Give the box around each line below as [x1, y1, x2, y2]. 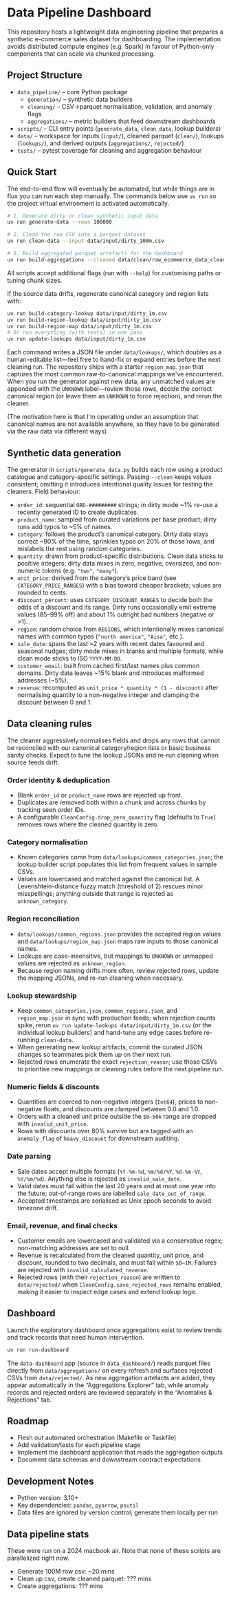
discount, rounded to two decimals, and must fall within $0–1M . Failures [16, 1258, 217, 1267]
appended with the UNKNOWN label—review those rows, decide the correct [7, 385, 212, 393]
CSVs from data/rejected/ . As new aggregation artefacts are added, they [7, 1373, 216, 1382]
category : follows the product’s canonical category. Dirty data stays [16, 530, 208, 538]
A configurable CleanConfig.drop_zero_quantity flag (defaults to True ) [16, 813, 217, 822]
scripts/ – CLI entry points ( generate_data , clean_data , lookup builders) [16, 124, 221, 132]
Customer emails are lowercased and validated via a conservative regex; [16, 1236, 223, 1245]
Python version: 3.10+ [16, 1494, 79, 1502]
